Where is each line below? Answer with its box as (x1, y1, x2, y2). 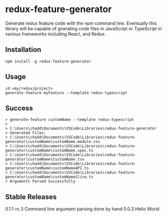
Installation (5, 45, 41, 54)
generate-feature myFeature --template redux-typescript (5, 90, 128, 95)
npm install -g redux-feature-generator (5, 59, 92, 64)
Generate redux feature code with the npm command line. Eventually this (5, 20, 157, 26)
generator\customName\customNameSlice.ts (5, 175, 94, 180)
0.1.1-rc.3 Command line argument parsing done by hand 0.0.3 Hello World (5, 206, 160, 212)
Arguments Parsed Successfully (10, 179, 76, 184)
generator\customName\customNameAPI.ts (5, 166, 89, 171)
